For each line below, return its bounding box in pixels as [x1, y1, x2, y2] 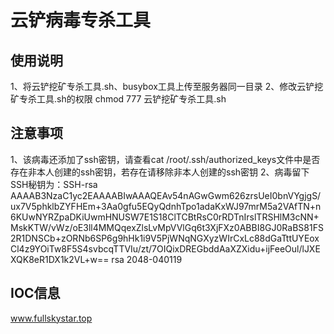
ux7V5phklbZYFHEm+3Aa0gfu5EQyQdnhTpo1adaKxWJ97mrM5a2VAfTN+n [10, 200, 322, 212]
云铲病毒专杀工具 [10, 9, 152, 32]
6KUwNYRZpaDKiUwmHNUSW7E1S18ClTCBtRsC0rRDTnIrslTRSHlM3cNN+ [10, 211, 320, 223]
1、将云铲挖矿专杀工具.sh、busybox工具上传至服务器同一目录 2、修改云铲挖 [10, 81, 324, 92]
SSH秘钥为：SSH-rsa [10, 178, 98, 190]
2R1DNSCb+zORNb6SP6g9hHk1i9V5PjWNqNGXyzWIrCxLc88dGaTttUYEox [10, 232, 320, 244]
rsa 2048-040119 [111, 253, 183, 265]
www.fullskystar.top [10, 312, 93, 324]
